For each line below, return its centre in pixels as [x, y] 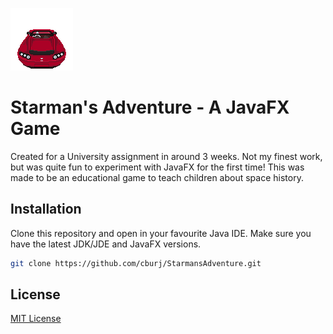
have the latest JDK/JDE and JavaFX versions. [106, 244]
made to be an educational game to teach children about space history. [157, 177]
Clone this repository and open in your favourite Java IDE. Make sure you [161, 233]
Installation [46, 209]
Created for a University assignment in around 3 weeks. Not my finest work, [166, 156]
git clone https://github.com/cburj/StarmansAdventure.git [136, 263]
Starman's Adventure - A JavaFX [150, 107]
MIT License [36, 319]
